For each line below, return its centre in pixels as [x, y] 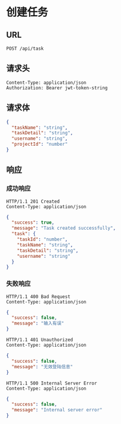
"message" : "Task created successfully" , [64, 228]
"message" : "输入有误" [38, 324]
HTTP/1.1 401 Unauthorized [40, 340]
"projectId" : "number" [40, 145]
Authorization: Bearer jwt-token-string [57, 88]
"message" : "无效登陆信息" [42, 366]
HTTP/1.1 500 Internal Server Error [52, 383]
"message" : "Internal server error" [57, 410]
